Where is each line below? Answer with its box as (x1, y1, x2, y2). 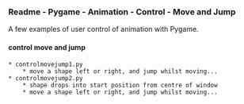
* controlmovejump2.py (8, 74, 83, 82)
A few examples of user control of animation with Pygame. (8, 25, 200, 34)
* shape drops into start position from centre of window (22, 81, 218, 89)
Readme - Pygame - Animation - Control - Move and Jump (8, 6, 236, 17)
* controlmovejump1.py (8, 60, 83, 68)
